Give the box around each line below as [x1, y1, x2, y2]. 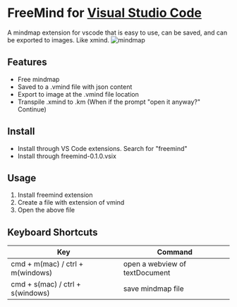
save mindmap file [123, 284, 184, 294]
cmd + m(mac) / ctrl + [11, 259, 84, 269]
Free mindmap [17, 75, 60, 83]
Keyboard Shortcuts [7, 226, 98, 238]
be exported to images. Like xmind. [7, 35, 110, 44]
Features [7, 56, 47, 68]
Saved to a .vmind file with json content [17, 83, 133, 91]
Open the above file [17, 206, 75, 215]
